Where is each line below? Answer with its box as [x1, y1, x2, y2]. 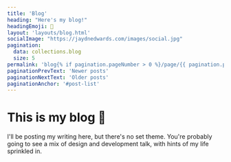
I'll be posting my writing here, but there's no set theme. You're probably [7, 132, 212, 141]
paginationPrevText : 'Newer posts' [7, 67, 109, 74]
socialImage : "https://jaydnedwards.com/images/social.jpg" [7, 36, 184, 43]
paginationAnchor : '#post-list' [7, 80, 100, 87]
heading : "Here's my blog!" [7, 16, 88, 23]
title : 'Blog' [7, 10, 48, 17]
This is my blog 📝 [7, 110, 107, 126]
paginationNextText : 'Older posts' [7, 73, 109, 81]
